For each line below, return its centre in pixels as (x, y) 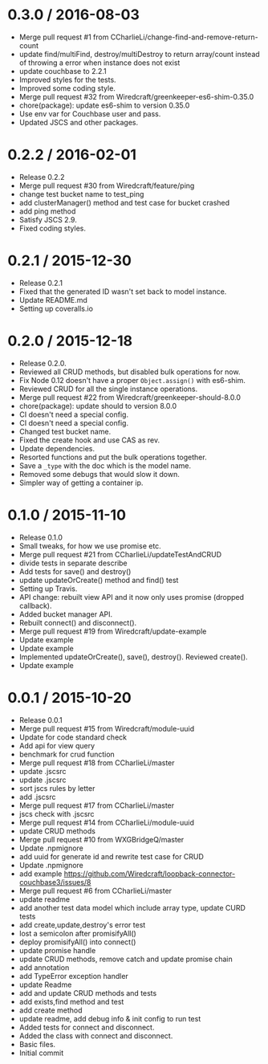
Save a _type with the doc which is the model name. (105, 465)
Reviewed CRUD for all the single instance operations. (108, 389)
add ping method (47, 211)
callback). (35, 605)
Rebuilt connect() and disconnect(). (78, 622)
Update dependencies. (57, 448)
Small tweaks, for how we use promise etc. (90, 546)
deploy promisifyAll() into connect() (77, 942)
